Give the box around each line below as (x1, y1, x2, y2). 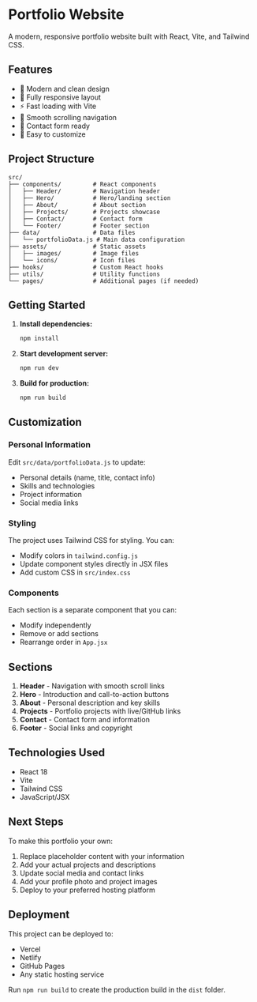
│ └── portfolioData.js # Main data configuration (8, 235, 185, 243)
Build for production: (19, 379, 89, 388)
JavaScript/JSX (19, 792, 70, 801)
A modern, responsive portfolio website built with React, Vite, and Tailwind (8, 32, 250, 41)
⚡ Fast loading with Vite (19, 101, 97, 111)
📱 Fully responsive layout (19, 92, 101, 102)
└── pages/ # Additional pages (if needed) (8, 277, 199, 285)
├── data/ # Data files (8, 228, 136, 236)
